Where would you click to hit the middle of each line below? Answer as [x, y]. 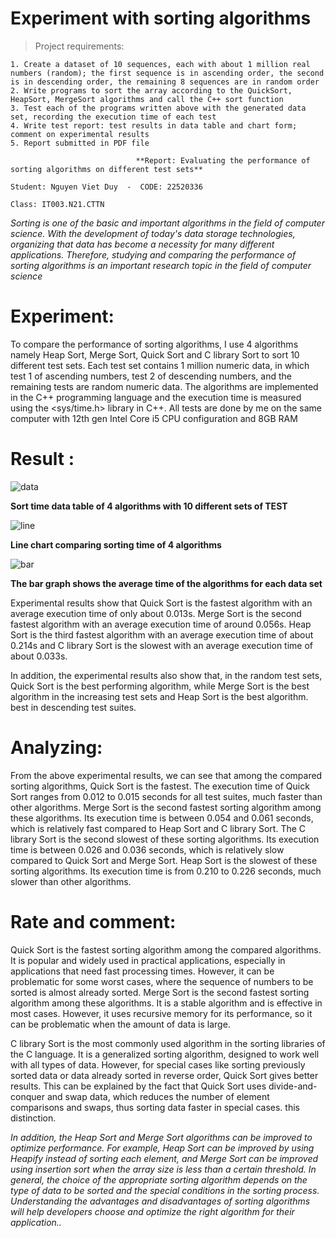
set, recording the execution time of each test [113, 117]
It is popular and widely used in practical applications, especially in [148, 960]
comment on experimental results [80, 134]
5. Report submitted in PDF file [80, 143]
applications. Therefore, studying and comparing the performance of [153, 254]
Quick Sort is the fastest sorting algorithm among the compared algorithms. [166, 949]
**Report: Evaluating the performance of [223, 160]
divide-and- [293, 1086]
